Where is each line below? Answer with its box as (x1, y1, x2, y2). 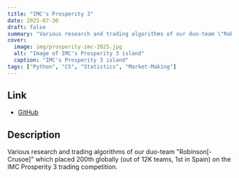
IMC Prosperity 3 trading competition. (7, 162, 118, 171)
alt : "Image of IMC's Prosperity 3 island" (14, 50, 144, 57)
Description (7, 128, 60, 140)
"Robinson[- (176, 148, 212, 156)
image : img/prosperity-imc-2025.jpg (14, 43, 122, 50)
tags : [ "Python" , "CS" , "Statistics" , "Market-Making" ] (7, 63, 176, 70)
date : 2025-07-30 (7, 17, 59, 24)
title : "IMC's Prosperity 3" (7, 10, 94, 18)
